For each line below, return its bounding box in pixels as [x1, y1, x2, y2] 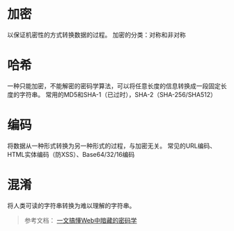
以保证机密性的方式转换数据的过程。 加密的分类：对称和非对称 [7, 31, 186, 39]
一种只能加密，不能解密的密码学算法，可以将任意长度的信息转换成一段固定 [7, 81, 221, 90]
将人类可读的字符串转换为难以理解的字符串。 [7, 201, 136, 209]
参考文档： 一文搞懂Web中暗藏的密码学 [24, 216, 137, 224]
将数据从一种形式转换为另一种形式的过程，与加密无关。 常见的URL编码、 [7, 142, 217, 150]
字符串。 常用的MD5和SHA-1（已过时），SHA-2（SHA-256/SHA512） [19, 90, 217, 99]
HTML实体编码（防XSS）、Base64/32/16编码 [7, 150, 135, 158]
